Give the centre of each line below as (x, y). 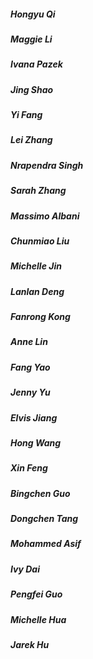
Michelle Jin (36, 266)
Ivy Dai (25, 569)
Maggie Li (31, 39)
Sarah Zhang (38, 191)
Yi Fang (26, 115)
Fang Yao (30, 367)
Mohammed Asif (46, 544)
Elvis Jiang (34, 417)
